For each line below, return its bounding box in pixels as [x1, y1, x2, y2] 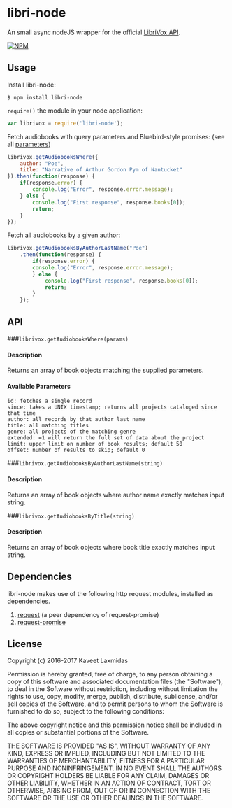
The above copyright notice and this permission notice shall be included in [7, 721, 222, 729]
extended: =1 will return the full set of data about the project [7, 434, 205, 441]
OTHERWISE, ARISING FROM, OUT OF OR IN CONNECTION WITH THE [7, 786, 211, 795]
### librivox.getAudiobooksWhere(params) [7, 334, 129, 343]
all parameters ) [7, 140, 51, 148]
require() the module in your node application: [7, 106, 143, 115]
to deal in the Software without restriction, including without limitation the [7, 685, 218, 693]
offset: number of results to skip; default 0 [7, 446, 145, 454]
